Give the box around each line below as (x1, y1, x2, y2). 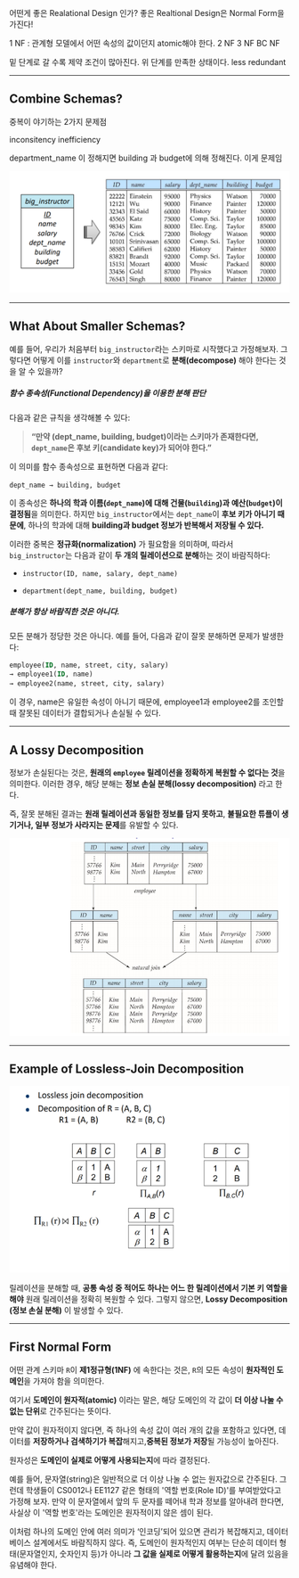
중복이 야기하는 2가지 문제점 (9, 116, 107, 127)
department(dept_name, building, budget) (21, 587, 178, 596)
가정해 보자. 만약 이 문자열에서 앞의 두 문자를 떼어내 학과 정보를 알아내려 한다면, (9, 1496, 285, 1507)
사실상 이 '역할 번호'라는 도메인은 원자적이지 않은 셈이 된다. (9, 1507, 214, 1517)
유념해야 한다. (9, 1559, 58, 1570)
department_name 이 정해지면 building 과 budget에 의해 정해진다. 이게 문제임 (9, 152, 283, 163)
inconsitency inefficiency (9, 134, 101, 144)
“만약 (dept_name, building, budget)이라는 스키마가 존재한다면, (30, 431, 259, 441)
